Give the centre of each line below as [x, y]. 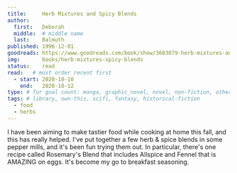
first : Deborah [39, 27]
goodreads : [23, 53]
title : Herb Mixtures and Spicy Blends [72, 14]
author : [19, 20]
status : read [31, 66]
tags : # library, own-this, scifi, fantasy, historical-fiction [104, 99]
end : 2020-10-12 [47, 86]
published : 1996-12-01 [41, 46]
